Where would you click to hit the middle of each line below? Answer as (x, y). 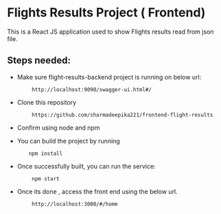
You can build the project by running (68, 141)
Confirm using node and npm (58, 128)
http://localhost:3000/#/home (75, 204)
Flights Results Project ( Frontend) (106, 13)
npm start (46, 179)
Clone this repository (47, 102)
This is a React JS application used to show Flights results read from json (110, 32)
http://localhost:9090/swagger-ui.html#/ (92, 90)
